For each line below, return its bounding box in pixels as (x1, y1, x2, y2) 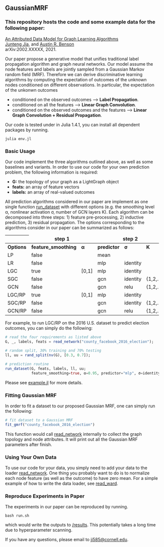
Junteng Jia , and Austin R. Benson (5, 41, 74, 47)
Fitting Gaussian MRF (5, 392, 57, 398)
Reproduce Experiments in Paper (5, 493, 85, 499)
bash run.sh (5, 513, 29, 519)
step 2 (123, 235, 138, 242)
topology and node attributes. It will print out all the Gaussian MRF (5, 436, 138, 442)
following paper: (5, 25, 45, 31)
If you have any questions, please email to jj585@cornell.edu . (5, 537, 129, 543)
